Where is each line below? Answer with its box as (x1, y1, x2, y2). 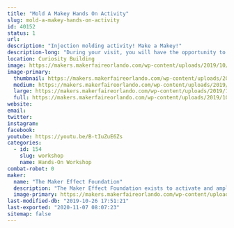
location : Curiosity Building (7, 56, 95, 63)
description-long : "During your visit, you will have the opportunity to (7, 49, 226, 56)
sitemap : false (7, 211, 52, 218)
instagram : (7, 120, 39, 127)
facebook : (7, 127, 36, 133)
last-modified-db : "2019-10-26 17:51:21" (7, 197, 130, 205)
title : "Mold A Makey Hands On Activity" (7, 10, 130, 17)
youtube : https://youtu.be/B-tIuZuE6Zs (7, 133, 123, 140)
